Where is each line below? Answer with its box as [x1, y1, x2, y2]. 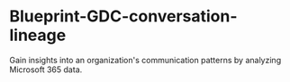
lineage [9, 25, 67, 45]
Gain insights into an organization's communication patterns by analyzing [9, 54, 282, 65]
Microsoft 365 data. [9, 64, 83, 75]
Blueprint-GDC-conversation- [9, 6, 238, 27]
